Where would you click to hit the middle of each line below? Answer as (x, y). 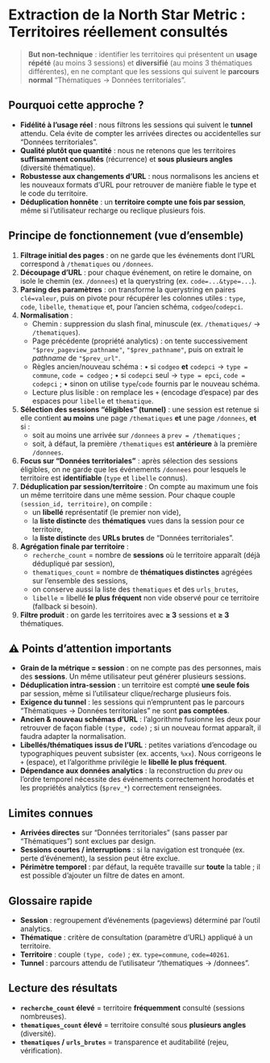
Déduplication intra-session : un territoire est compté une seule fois (135, 685)
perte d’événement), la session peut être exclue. (100, 858)
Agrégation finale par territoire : (74, 546)
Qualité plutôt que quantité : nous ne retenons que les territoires (128, 150)
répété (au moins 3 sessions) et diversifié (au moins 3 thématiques (140, 63)
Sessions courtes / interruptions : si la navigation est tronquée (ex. (132, 850)
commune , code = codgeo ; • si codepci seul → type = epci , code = (139, 375)
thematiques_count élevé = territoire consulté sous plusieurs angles (133, 1024)
